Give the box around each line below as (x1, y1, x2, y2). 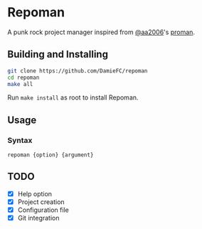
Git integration (17, 214, 60, 223)
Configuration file (17, 206, 69, 214)
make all (7, 80, 33, 87)
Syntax (7, 135, 33, 145)
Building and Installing (7, 48, 109, 60)
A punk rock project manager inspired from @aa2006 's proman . (7, 28, 196, 36)
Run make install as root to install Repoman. (7, 93, 139, 102)
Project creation (17, 197, 65, 206)
